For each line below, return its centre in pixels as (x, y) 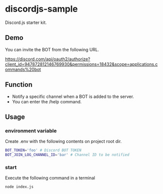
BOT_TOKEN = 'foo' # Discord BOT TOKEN (43, 150)
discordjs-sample (41, 9)
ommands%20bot (23, 69)
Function (19, 85)
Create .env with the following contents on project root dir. (63, 141)
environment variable (31, 131)
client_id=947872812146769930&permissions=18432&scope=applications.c (81, 64)
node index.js (19, 187)
